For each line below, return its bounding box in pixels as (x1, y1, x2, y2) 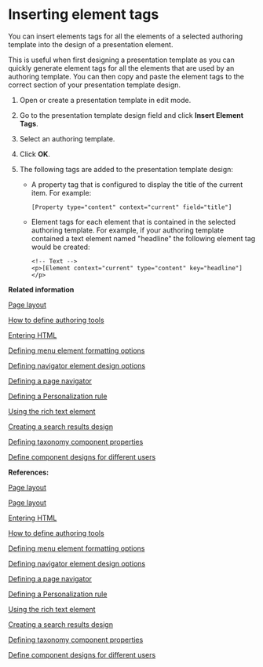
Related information (8, 284, 75, 294)
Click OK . (19, 149, 51, 159)
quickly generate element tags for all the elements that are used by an (8, 63, 235, 72)
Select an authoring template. (19, 134, 115, 143)
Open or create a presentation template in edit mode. (19, 95, 192, 104)
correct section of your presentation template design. (8, 80, 181, 90)
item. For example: (31, 188, 92, 197)
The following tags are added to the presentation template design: (19, 164, 234, 174)
